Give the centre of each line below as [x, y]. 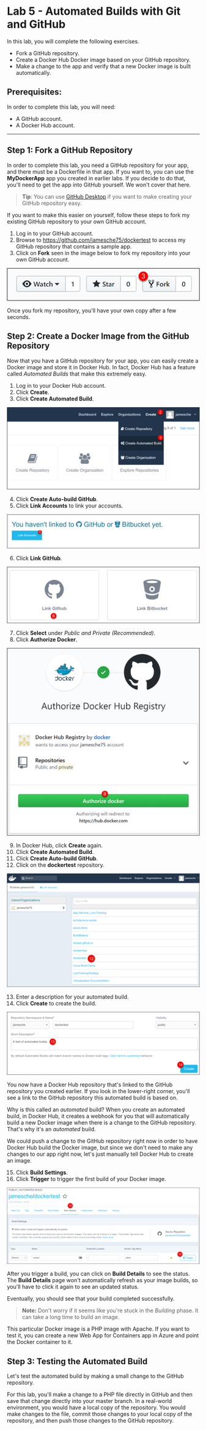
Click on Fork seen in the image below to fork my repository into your [103, 253]
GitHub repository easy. [52, 203]
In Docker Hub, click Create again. [59, 845]
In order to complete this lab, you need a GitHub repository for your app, [98, 165]
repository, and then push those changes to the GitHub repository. [90, 1421]
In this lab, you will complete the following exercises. [73, 41]
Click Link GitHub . [39, 558]
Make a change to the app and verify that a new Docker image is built [103, 66]
